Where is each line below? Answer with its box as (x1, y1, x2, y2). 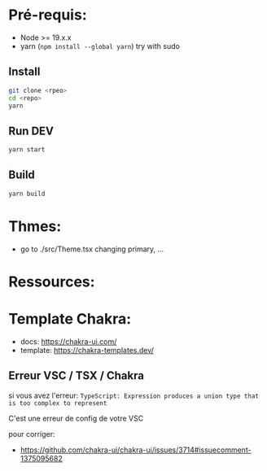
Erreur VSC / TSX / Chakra (8, 369, 145, 383)
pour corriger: (8, 429, 55, 438)
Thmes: (8, 217, 62, 235)
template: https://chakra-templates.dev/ (20, 345, 155, 355)
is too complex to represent (8, 399, 107, 408)
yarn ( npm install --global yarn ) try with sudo (20, 41, 181, 50)
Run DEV (8, 124, 55, 137)
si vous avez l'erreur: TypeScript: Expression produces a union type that (8, 390, 259, 400)
